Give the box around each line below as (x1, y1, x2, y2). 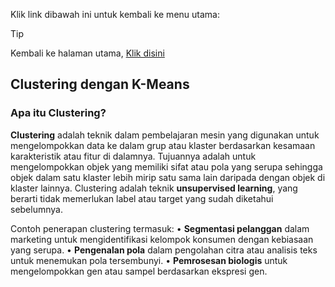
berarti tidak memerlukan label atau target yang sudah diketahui (10, 192, 274, 204)
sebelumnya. (10, 203, 63, 215)
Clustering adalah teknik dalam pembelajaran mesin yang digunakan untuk (10, 129, 320, 141)
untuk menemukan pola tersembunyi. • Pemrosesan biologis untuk (10, 254, 288, 266)
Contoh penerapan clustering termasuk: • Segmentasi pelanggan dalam (10, 222, 310, 234)
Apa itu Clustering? (10, 106, 107, 120)
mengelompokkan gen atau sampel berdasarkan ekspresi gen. (10, 265, 268, 277)
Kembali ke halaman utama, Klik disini (10, 47, 165, 59)
